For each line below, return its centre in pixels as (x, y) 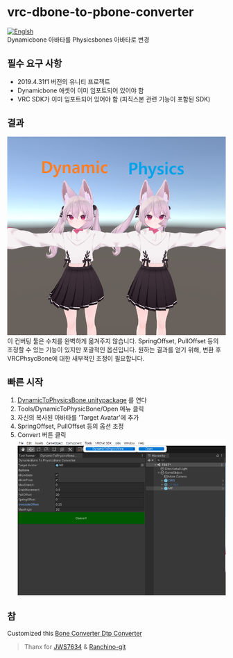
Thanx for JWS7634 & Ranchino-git (75, 647)
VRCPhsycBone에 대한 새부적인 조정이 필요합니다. (76, 358)
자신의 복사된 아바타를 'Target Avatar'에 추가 (78, 418)
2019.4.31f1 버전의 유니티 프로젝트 (64, 81)
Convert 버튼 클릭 (42, 435)
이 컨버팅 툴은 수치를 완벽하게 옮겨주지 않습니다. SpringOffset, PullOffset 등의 (113, 340)
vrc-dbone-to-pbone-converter (101, 12)
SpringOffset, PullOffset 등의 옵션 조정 (70, 426)
